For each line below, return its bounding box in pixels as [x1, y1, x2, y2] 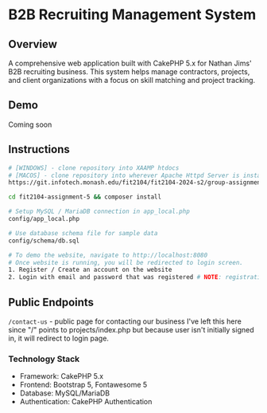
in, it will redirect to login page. [8, 333, 110, 343]
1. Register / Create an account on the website [8, 265, 172, 274]
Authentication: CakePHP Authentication [19, 397, 153, 407]
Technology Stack [8, 353, 80, 364]
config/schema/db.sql [8, 237, 80, 245]
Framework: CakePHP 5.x [19, 372, 104, 381]
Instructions [8, 143, 70, 156]
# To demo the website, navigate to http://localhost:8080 [8, 251, 208, 259]
